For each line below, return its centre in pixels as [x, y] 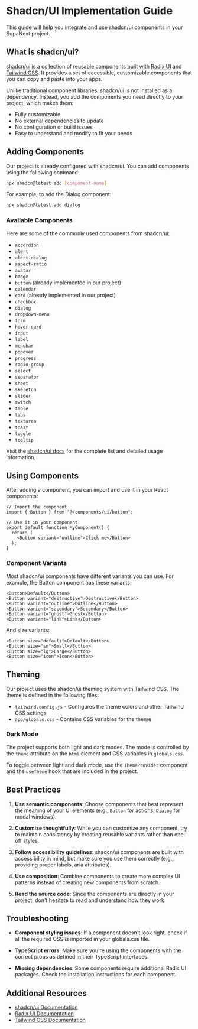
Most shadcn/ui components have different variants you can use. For [90, 576]
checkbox [25, 302]
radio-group [29, 365]
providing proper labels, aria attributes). [63, 865]
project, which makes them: [40, 103]
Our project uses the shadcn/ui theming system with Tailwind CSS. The [92, 689]
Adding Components [45, 152]
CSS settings [30, 713]
